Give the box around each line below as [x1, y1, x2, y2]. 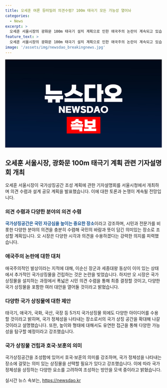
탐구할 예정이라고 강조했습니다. [14, 328, 75, 334]
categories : [5, 13, 30, 18]
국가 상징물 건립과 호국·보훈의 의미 [5, 342, 82, 349]
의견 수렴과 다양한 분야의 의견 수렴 [5, 208, 82, 215]
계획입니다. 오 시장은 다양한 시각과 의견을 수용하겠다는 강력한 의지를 [14, 233, 146, 239]
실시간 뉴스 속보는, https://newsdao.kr [5, 378, 81, 384]
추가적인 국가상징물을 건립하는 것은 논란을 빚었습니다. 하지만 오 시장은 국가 [14, 271, 159, 277]
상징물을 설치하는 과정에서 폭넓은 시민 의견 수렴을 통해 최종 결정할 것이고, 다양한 [5, 277, 161, 283]
